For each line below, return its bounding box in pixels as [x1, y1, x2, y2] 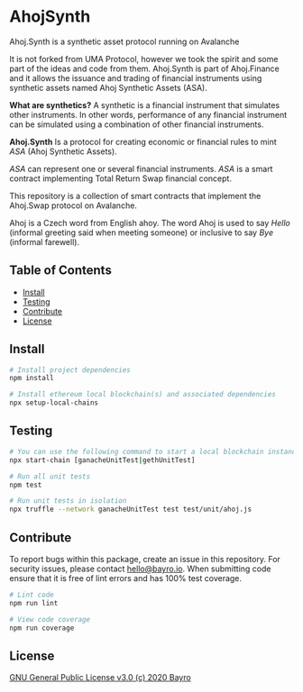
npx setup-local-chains [9, 398, 99, 407]
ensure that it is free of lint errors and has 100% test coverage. [9, 572, 242, 583]
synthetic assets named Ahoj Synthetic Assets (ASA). [9, 82, 207, 93]
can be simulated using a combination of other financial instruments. [9, 119, 264, 130]
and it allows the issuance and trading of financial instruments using [9, 72, 262, 83]
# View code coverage [9, 615, 91, 624]
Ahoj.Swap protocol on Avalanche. [9, 200, 138, 211]
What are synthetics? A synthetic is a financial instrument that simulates [9, 99, 280, 110]
